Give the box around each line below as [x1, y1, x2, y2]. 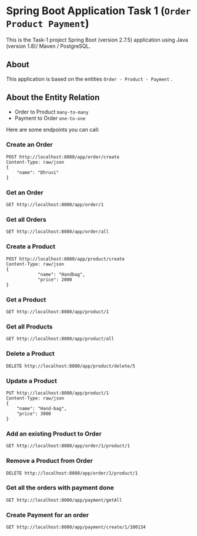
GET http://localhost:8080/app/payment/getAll [6, 497, 122, 503]
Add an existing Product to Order [6, 430, 102, 438]
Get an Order [6, 188, 44, 196]
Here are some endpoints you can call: [6, 126, 100, 133]
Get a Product [6, 295, 46, 304]
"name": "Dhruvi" [16, 170, 59, 176]
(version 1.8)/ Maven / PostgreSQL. [6, 43, 91, 50]
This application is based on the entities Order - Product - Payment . [6, 75, 173, 82]
